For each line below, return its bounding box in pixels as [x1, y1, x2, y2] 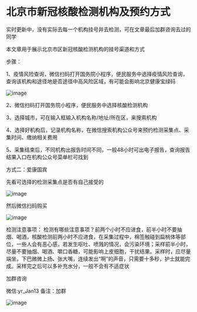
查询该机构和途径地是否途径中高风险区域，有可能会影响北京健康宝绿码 [6, 77, 176, 85]
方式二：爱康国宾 [6, 166, 47, 173]
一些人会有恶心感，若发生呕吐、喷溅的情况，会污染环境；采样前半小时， [16, 241, 191, 248]
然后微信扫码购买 [6, 202, 47, 209]
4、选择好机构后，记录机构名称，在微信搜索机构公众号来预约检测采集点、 [6, 126, 185, 133]
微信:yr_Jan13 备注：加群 [6, 287, 66, 294]
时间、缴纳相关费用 [11, 133, 57, 140]
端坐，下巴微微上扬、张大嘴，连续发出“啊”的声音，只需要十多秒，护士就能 [6, 255, 186, 262]
